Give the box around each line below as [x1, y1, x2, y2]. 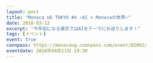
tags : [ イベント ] [6, 31, 47, 37]
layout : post [6, 8, 39, 15]
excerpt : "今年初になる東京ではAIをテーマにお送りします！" [6, 25, 141, 32]
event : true [6, 37, 36, 43]
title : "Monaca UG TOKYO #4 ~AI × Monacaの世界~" [6, 14, 131, 20]
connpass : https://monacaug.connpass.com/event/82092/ [6, 43, 148, 49]
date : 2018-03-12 [6, 20, 50, 26]
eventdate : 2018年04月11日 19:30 [6, 48, 88, 54]
